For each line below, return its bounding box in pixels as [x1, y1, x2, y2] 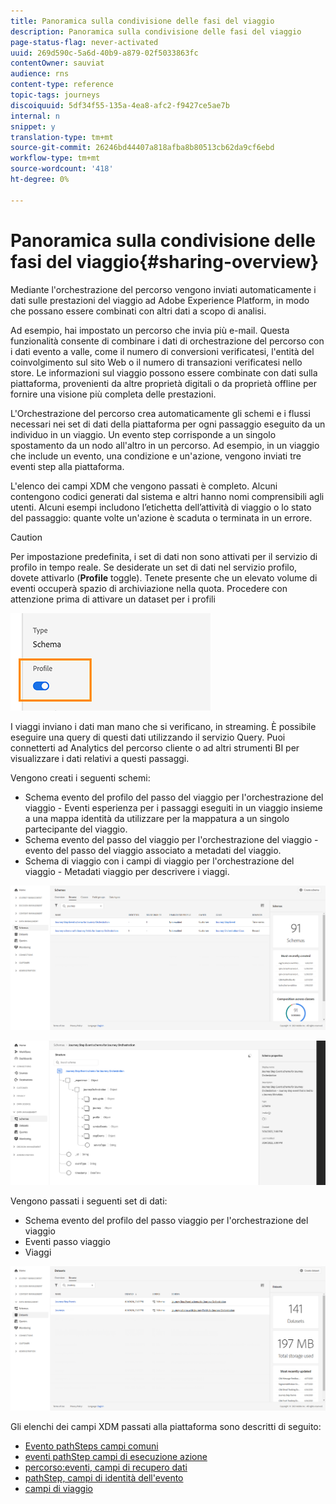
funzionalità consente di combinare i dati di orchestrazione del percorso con [10, 335, 325, 347]
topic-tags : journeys [10, 90, 101, 100]
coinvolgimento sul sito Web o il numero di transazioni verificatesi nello [10, 356, 303, 368]
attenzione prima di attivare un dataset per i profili [10, 593, 216, 605]
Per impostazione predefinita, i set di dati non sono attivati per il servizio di [10, 550, 318, 562]
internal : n [10, 111, 60, 121]
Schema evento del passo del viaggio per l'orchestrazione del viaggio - [24, 833, 319, 845]
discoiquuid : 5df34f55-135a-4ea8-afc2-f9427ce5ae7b [10, 100, 230, 110]
